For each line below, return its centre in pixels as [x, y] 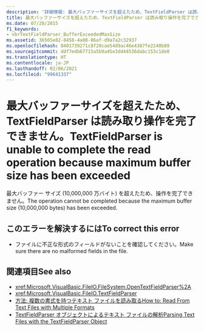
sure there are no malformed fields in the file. [72, 251]
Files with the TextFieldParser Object [61, 321]
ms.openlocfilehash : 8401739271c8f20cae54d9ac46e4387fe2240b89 [88, 46]
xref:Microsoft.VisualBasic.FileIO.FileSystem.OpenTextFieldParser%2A [103, 287]
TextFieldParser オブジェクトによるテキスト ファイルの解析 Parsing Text [105, 315]
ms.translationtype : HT [36, 57]
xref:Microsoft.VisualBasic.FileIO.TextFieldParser [76, 293]
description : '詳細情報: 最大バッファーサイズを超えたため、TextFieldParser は [100, 12]
